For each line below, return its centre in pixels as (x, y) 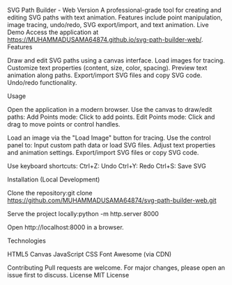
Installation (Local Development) (54, 179)
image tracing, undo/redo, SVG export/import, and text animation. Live (108, 25)
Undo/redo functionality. (42, 82)
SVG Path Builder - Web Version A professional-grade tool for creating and (114, 10)
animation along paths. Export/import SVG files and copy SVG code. (105, 75)
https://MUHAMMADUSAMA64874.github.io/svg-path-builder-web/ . (105, 40)
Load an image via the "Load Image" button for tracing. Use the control (109, 138)
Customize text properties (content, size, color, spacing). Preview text (107, 68)
